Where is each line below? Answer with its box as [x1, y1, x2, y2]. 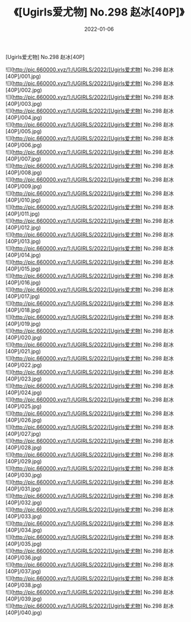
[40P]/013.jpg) [5, 237, 41, 244]
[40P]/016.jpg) [5, 279, 41, 286]
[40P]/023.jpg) [5, 375, 42, 382]
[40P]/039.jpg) [5, 595, 42, 602]
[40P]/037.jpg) [5, 567, 42, 574]
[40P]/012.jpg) [5, 224, 41, 231]
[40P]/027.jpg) [5, 430, 42, 437]
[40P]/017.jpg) [5, 293, 40, 300]
